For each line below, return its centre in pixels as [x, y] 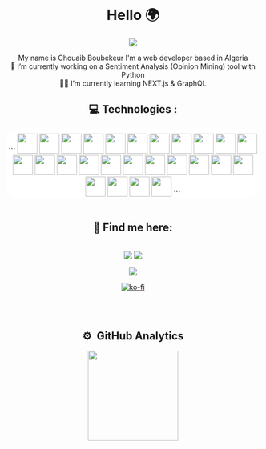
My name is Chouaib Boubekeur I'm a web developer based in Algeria [133, 58]
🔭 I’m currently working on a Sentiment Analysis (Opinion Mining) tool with [133, 66]
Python [133, 74]
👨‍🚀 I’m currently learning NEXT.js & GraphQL [133, 83]
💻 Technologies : [133, 109]
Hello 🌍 [133, 15]
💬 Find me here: [133, 228]
